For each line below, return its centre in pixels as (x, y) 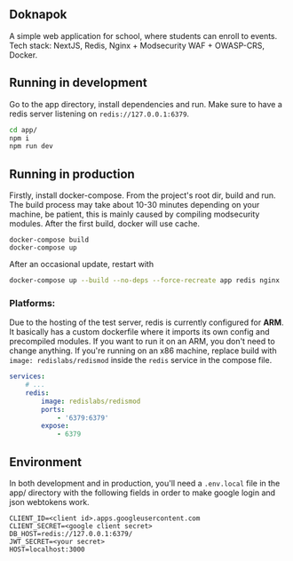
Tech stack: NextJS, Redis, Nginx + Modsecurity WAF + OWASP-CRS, (137, 45)
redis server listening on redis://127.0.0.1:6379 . (99, 114)
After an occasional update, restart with (81, 265)
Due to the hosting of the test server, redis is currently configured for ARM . (146, 322)
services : (28, 376)
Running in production (72, 174)
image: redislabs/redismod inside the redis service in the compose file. (141, 360)
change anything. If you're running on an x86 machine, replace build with (143, 351)
